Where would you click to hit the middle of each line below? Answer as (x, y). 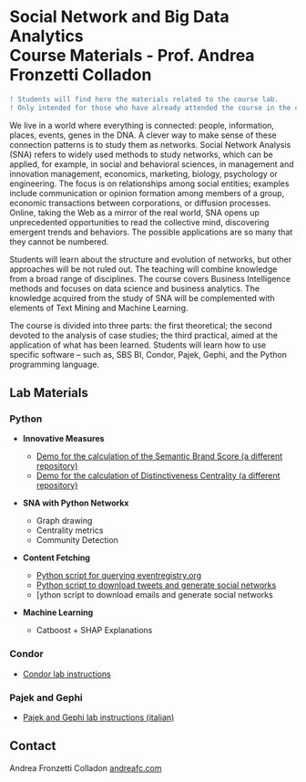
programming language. (55, 364)
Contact (33, 746)
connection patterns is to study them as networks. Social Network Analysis (150, 144)
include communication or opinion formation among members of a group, (147, 193)
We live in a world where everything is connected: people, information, (142, 125)
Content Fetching (56, 558)
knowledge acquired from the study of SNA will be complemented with (142, 297)
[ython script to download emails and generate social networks (154, 595)
